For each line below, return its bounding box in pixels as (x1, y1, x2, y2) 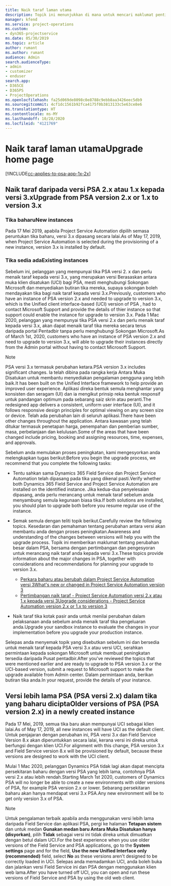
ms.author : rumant (5, 50, 44, 55)
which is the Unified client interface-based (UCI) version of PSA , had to (5, 301, 156, 307)
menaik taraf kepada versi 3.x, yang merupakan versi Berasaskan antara (5, 274, 157, 280)
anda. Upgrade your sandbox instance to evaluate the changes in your (12, 624, 159, 630)
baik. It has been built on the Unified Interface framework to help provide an (5, 380, 163, 386)
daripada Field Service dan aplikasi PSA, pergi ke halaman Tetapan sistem (5, 821, 162, 827)
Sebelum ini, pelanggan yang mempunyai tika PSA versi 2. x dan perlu (5, 268, 152, 275)
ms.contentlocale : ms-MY (5, 111, 58, 117)
